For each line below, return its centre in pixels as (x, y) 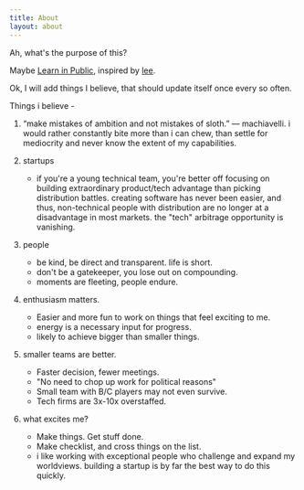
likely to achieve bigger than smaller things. (118, 336)
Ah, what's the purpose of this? (68, 52)
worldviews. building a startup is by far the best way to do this (153, 465)
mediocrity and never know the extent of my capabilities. (130, 143)
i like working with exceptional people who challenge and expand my (166, 456)
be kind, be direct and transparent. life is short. (124, 262)
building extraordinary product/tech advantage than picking (149, 187)
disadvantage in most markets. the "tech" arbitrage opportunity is (160, 217)
